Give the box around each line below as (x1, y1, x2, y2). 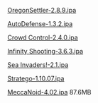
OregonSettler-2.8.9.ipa (7, 6, 77, 14)
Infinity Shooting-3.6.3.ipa (7, 47, 84, 55)
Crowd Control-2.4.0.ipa (7, 33, 78, 42)
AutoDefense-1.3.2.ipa (7, 20, 73, 28)
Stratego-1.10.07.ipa (7, 74, 65, 83)
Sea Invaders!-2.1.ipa (7, 61, 69, 69)
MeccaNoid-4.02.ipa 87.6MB (7, 88, 92, 96)
